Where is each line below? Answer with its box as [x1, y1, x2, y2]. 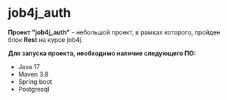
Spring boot [17, 77, 52, 85]
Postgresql [17, 85, 50, 93]
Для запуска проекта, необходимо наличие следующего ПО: [8, 49, 196, 57]
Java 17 [17, 62, 41, 71]
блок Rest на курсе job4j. [8, 35, 83, 43]
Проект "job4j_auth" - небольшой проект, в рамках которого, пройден [8, 28, 221, 36]
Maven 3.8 [17, 70, 49, 78]
